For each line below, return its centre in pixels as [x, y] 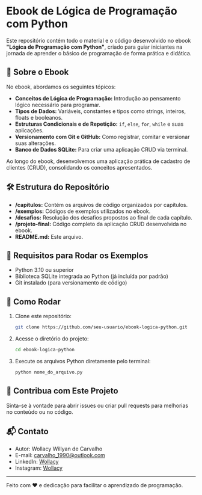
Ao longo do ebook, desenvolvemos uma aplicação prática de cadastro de [98, 161]
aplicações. [29, 130]
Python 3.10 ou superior [44, 270]
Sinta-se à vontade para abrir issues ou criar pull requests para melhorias [97, 405]
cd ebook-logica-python [45, 350]
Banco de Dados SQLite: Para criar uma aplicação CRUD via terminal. [101, 149]
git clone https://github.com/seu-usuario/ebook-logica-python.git [101, 327]
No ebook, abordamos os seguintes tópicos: [61, 87]
